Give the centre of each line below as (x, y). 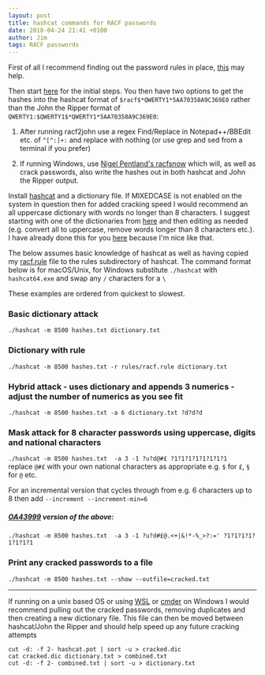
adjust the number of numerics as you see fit (96, 396)
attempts (22, 635)
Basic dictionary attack (53, 315)
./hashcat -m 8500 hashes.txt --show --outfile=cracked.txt (109, 579)
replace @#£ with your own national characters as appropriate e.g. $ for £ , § (129, 466)
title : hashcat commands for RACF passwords (82, 23)
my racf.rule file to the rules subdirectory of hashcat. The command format (130, 262)
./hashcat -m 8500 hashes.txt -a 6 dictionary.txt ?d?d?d (105, 413)
